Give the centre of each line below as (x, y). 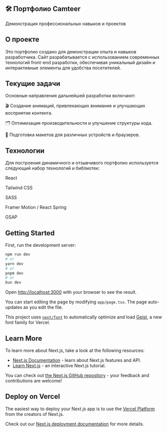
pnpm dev (14, 273)
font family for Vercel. (28, 322)
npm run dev (18, 254)
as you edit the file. (43, 307)
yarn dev (14, 264)
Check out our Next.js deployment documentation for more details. (75, 424)
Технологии (25, 151)
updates (14, 307)
